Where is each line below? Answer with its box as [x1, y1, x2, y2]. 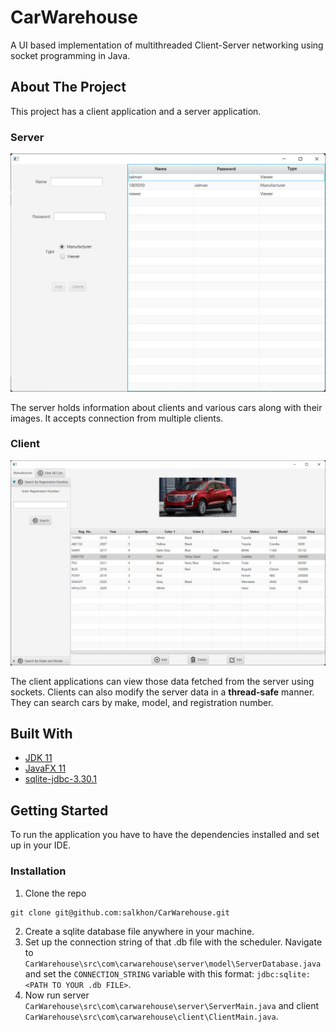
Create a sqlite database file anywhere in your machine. [24, 925, 255, 937]
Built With [10, 725, 73, 742]
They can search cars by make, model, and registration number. [10, 696, 274, 708]
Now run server [24, 989, 90, 1001]
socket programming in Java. [10, 49, 131, 61]
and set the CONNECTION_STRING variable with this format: [24, 967, 255, 980]
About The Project [10, 79, 127, 96]
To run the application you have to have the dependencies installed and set [10, 829, 320, 841]
